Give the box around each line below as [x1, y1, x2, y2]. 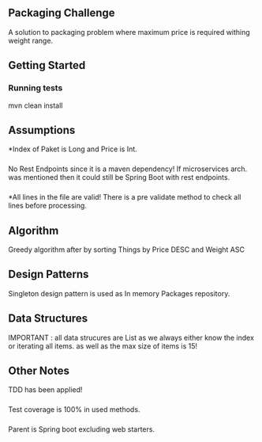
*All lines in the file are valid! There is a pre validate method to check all [8, 192, 242, 202]
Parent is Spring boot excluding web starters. [8, 425, 155, 434]
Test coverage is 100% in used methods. [8, 405, 140, 414]
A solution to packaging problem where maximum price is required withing [8, 27, 250, 36]
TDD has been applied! [8, 385, 83, 394]
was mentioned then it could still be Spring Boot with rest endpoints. [8, 173, 230, 182]
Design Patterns [8, 268, 89, 281]
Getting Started [8, 59, 86, 72]
